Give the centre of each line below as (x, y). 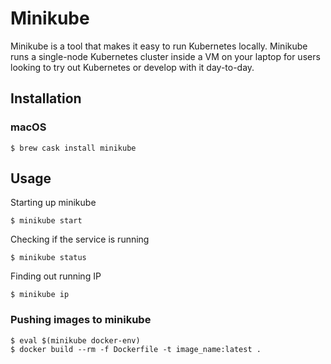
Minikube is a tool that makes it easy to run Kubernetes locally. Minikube (159, 46)
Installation (46, 98)
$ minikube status (48, 258)
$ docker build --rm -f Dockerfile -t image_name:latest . (136, 349)
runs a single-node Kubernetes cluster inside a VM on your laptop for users (165, 56)
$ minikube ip (40, 295)
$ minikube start (46, 221)
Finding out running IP (56, 276)
